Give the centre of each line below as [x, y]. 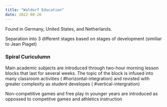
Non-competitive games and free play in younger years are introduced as [81, 93]
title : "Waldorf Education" [35, 10]
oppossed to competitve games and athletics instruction [64, 99]
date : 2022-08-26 [23, 15]
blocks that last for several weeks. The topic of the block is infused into [79, 73]
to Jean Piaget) [21, 44]
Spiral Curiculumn [28, 57]
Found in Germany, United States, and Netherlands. [59, 29]
